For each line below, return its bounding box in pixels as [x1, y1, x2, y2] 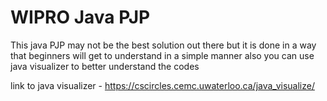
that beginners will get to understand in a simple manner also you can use [10, 49, 315, 61]
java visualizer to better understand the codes [10, 60, 200, 72]
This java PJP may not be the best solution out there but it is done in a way [10, 39, 317, 51]
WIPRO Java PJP [10, 6, 151, 29]
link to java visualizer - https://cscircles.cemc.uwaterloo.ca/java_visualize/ [10, 79, 315, 91]
